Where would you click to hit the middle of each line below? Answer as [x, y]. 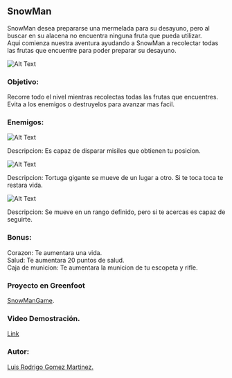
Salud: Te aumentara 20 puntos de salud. [66, 260]
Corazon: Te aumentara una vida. [55, 252]
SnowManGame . [31, 301]
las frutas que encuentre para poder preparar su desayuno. [92, 50]
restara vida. [25, 185]
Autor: [18, 352]
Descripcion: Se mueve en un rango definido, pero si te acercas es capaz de [116, 212]
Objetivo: [23, 81]
